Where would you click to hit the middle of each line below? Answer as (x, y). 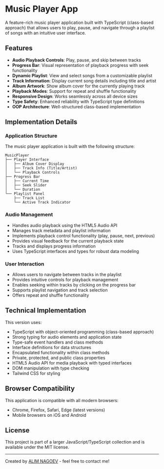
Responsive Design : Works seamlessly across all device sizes (75, 96)
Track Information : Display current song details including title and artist (84, 81)
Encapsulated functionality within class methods (61, 352)
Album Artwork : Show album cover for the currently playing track (78, 86)
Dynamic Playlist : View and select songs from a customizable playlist (82, 75)
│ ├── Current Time (27, 181)
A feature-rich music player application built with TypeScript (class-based (79, 22)
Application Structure (31, 136)
